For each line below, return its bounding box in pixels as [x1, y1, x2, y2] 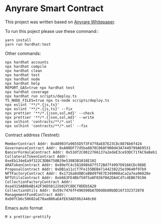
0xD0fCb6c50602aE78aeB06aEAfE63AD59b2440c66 [5, 196, 97, 201]
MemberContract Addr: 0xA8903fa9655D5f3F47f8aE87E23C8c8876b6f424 [5, 141, 142, 146]
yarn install [5, 37, 32, 43]
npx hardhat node [5, 77, 40, 81]
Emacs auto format [5, 205, 43, 211]
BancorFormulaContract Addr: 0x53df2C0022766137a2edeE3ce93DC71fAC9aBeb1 [5, 150, 158, 155]
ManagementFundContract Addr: [5, 192, 66, 197]
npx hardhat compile [5, 64, 47, 69]
